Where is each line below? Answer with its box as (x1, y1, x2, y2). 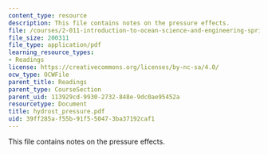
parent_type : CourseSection (8, 85, 102, 94)
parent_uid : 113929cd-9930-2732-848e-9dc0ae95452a (8, 93, 180, 101)
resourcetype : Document (8, 100, 88, 108)
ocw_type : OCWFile (8, 71, 69, 79)
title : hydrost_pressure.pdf (8, 108, 105, 116)
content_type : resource (8, 11, 88, 20)
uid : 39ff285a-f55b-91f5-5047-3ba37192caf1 (8, 115, 156, 123)
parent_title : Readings (8, 78, 88, 86)
